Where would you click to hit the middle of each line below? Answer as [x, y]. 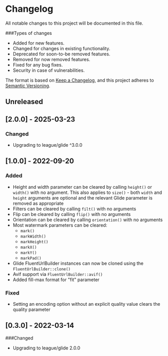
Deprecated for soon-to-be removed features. [61, 54]
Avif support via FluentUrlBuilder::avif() [58, 274]
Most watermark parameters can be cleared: [60, 225]
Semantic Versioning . [28, 86]
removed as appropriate [38, 203]
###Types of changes [29, 33]
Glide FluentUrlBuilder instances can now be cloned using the [78, 263]
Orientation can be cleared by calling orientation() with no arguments [88, 220]
